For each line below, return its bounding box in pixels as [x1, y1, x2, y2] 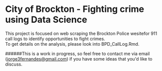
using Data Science [5, 14, 87, 25]
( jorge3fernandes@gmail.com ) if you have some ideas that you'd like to [5, 56, 152, 62]
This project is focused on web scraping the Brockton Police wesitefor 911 [5, 30, 157, 36]
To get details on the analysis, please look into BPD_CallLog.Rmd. [5, 41, 139, 47]
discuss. [5, 61, 22, 67]
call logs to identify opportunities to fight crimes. [5, 36, 105, 42]
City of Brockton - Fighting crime [5, 3, 144, 15]
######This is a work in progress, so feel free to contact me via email [5, 51, 150, 57]
